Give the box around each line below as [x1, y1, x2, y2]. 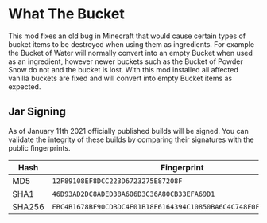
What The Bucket [8, 5, 126, 23]
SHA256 [12, 201, 45, 212]
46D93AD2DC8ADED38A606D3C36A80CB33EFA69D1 [52, 189, 215, 198]
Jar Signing [8, 105, 66, 119]
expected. [8, 81, 41, 92]
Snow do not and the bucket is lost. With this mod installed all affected [8, 65, 238, 74]
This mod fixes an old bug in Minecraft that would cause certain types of [8, 31, 246, 41]
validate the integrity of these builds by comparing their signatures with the [8, 135, 254, 144]
